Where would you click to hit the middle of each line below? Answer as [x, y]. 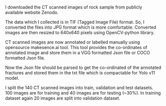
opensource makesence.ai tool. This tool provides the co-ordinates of [76, 47]
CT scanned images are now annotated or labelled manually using [73, 42]
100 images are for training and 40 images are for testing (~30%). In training [83, 93]
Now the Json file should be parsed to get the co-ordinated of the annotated [83, 67]
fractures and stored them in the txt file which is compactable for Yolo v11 [80, 73]
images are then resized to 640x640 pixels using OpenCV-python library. [80, 32]
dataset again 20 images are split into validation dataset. [63, 98]
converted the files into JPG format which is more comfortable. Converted [81, 27]
